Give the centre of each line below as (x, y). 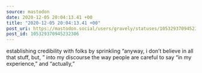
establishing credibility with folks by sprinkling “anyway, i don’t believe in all (100, 51)
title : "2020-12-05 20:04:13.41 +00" (54, 23)
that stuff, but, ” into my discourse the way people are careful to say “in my (99, 57)
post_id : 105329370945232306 (43, 34)
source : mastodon (28, 12)
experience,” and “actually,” (41, 64)
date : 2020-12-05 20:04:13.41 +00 (50, 17)
